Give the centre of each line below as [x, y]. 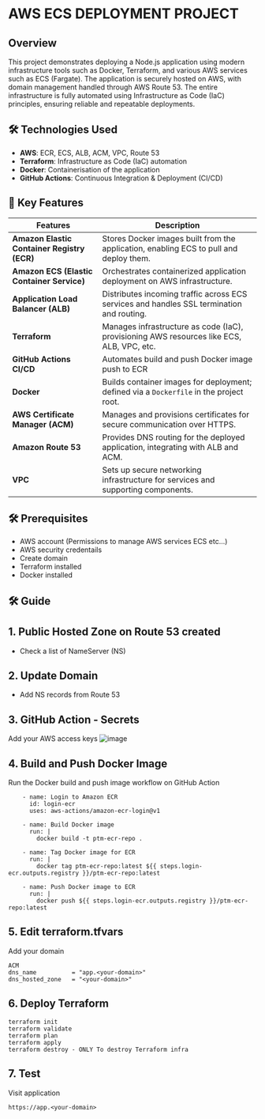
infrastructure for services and [159, 479]
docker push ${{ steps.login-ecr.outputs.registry [121, 901]
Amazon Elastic [42, 238]
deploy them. [127, 258]
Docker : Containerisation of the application [90, 169]
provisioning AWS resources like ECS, [172, 336]
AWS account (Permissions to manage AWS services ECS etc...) [123, 542]
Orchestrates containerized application [174, 271]
